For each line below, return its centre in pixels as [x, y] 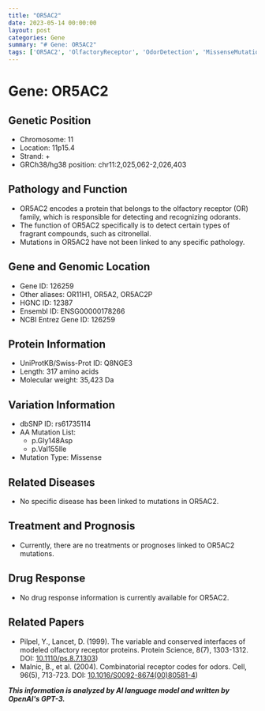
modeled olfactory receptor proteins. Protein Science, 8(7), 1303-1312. [134, 649]
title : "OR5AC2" [35, 15]
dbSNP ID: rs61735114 [55, 424]
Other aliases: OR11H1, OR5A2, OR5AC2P [86, 294]
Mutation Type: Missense [61, 457]
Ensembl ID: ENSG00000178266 [72, 311]
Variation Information [62, 405]
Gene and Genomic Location [79, 267]
